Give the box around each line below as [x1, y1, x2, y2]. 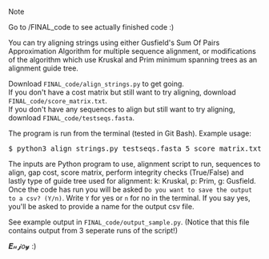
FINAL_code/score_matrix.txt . [8, 96, 108, 105]
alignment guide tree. [8, 63, 78, 73]
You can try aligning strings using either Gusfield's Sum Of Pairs [8, 38, 220, 47]
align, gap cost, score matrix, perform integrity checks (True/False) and [8, 168, 244, 177]
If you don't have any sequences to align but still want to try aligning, [8, 104, 235, 114]
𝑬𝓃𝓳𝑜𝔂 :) [8, 241, 37, 251]
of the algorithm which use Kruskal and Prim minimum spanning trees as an [8, 55, 258, 64]
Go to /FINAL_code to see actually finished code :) [8, 22, 175, 31]
